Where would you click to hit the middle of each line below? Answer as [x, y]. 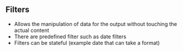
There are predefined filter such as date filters [70, 36]
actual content [32, 30]
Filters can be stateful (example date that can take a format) [87, 43]
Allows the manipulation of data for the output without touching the [96, 24]
